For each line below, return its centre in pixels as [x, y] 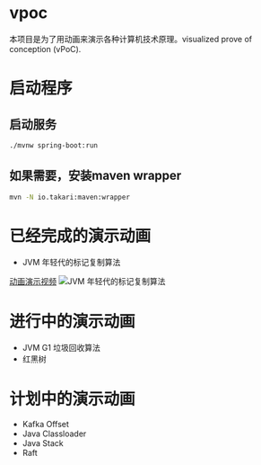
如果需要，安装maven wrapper [96, 176]
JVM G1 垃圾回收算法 [61, 348]
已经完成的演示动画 [80, 236]
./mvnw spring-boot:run [54, 145]
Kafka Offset [46, 425]
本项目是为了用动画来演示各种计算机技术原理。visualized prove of [131, 39]
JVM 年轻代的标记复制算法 [71, 263]
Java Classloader [54, 434]
